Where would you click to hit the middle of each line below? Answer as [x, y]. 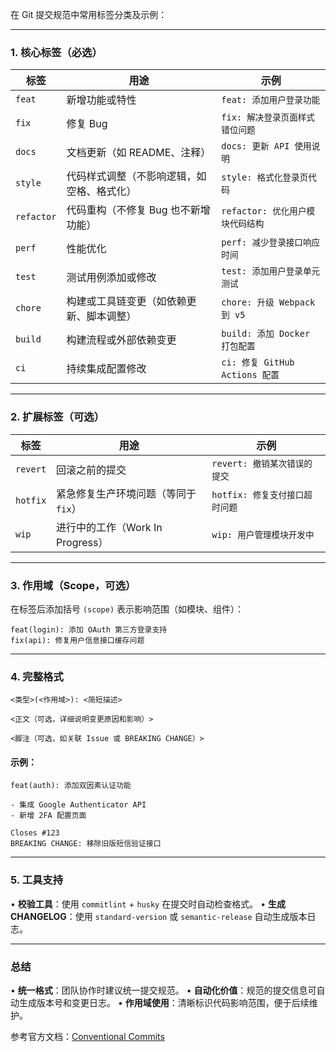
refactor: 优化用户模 [268, 211]
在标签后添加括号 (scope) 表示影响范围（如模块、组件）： [127, 609]
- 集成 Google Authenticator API [78, 805]
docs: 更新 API [255, 146]
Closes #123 [35, 833]
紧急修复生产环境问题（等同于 [126, 493]
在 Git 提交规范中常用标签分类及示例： [89, 14]
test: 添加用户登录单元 [271, 271]
